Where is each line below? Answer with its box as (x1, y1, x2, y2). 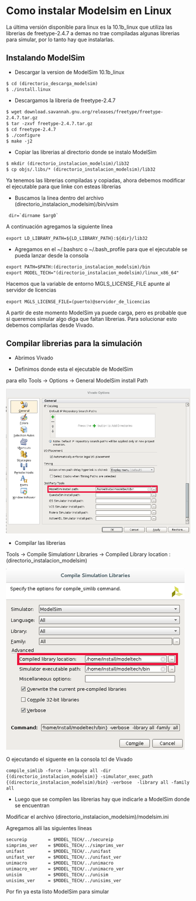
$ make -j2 (6, 138, 33, 144)
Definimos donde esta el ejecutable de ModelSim (14, 365, 133, 372)
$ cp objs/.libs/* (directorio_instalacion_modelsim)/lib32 (6, 166, 156, 172)
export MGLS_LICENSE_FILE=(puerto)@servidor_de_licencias (6, 299, 150, 304)
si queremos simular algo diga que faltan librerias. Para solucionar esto (6, 315, 177, 322)
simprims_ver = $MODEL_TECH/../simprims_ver (6, 843, 125, 849)
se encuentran (14, 802, 50, 809)
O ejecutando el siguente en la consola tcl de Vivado (6, 756, 133, 763)
